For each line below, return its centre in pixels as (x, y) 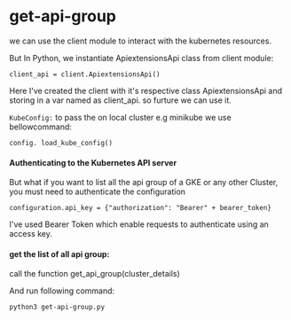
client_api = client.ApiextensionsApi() (85, 74)
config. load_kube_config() (61, 143)
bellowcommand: (41, 127)
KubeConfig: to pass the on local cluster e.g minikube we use (121, 117)
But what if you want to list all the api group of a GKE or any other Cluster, (144, 183)
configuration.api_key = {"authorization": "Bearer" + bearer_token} (141, 208)
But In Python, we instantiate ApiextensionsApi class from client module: (142, 58)
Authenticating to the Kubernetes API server (93, 162)
